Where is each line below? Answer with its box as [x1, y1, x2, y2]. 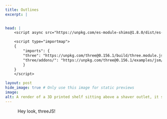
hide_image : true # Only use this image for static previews [5, 85, 135, 90]
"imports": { [23, 48, 50, 53]
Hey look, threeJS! [17, 108, 56, 114]
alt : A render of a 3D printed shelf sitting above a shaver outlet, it [5, 94, 159, 100]
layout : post [5, 81, 32, 86]
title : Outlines [5, 7, 39, 12]
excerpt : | [5, 12, 28, 17]
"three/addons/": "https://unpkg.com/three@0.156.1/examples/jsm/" [23, 58, 166, 63]
